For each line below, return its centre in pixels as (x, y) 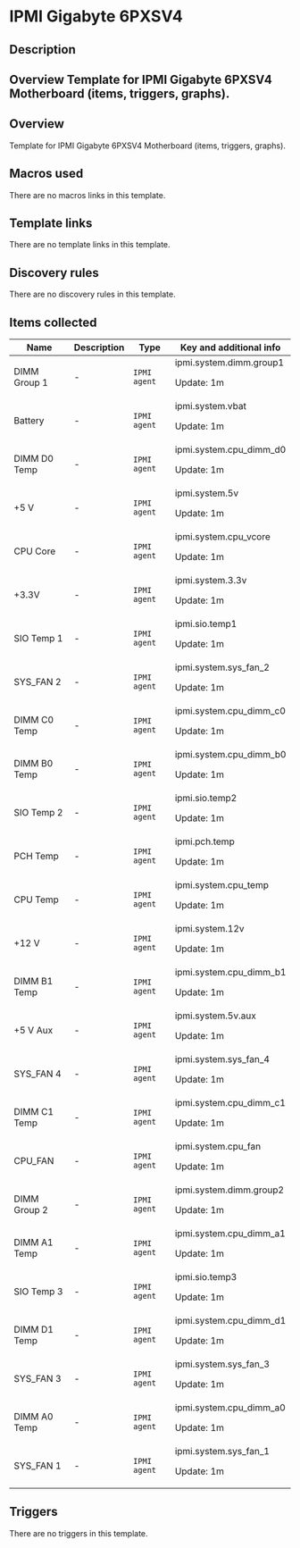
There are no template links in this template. (90, 245)
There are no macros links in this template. (87, 195)
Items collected (53, 322)
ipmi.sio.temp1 (206, 624)
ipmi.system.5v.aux (215, 1016)
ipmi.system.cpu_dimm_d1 (230, 1321)
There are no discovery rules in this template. (92, 294)
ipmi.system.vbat (211, 406)
